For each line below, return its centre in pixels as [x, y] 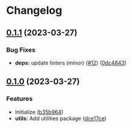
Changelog [34, 11]
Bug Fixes [21, 50]
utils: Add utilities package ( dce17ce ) [61, 118]
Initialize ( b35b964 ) [39, 112]
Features [19, 99]
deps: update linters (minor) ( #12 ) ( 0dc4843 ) [71, 62]
